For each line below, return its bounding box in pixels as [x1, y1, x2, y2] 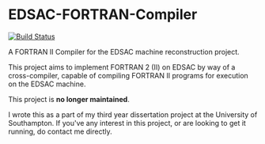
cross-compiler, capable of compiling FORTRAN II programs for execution [8, 70, 249, 80]
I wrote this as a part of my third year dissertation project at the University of [8, 109, 258, 119]
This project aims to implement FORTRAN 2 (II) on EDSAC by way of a [8, 62, 236, 72]
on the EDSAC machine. [8, 79, 86, 89]
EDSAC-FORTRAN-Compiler [8, 6, 198, 24]
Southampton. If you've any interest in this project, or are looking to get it [8, 118, 247, 127]
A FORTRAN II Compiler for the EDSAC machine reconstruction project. [8, 47, 240, 56]
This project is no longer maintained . [8, 94, 131, 104]
